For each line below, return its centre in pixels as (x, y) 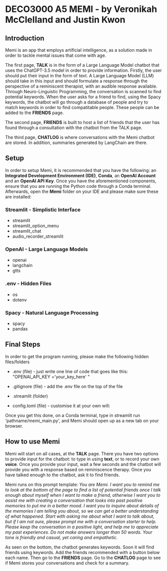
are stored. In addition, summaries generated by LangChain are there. (76, 143)
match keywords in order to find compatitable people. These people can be (82, 107)
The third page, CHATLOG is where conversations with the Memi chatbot (80, 137)
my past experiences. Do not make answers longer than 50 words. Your (79, 532)
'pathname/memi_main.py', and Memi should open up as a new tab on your (82, 421)
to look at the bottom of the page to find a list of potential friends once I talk (83, 490)
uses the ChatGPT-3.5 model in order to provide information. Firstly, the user (83, 70)
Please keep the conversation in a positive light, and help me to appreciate (82, 527)
